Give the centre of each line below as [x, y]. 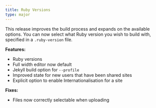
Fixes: [12, 90]
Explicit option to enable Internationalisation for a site [67, 80]
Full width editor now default [42, 64]
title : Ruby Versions [28, 10]
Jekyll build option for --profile [46, 70]
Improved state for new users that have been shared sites [72, 75]
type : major [18, 15]
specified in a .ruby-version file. [39, 39]
